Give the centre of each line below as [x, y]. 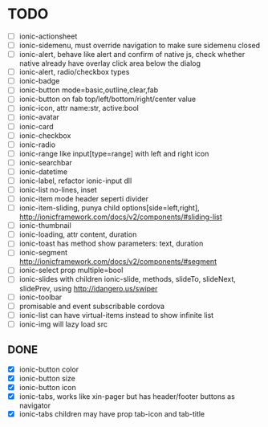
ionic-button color [49, 369]
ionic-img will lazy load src [63, 324]
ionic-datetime [43, 171]
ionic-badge [39, 81]
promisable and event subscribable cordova [92, 306]
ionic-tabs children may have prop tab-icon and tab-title [112, 413]
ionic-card [36, 126]
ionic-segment [43, 253]
